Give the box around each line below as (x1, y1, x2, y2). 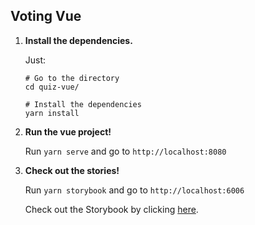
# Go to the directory (24, 73, 120, 83)
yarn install (24, 108, 80, 118)
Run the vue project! (24, 125, 112, 138)
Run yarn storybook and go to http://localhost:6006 (24, 184, 245, 196)
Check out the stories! (24, 164, 120, 176)
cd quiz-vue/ (24, 82, 80, 92)
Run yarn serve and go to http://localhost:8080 (24, 145, 227, 157)
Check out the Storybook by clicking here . (24, 203, 199, 215)
